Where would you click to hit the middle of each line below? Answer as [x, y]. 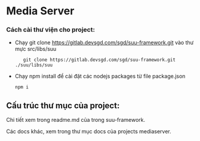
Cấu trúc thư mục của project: [63, 105]
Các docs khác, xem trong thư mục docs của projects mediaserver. [89, 131]
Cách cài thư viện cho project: [51, 30]
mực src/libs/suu [36, 49]
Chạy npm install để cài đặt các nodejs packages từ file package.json [100, 76]
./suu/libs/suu [34, 65]
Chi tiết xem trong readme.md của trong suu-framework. [76, 120]
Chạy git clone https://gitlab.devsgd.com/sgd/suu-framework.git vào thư [104, 42]
